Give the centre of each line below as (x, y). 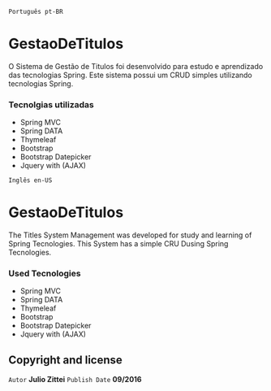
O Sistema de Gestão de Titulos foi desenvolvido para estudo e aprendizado (136, 66)
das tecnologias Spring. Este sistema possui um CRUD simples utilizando (131, 75)
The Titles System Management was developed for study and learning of (130, 235)
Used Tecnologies (45, 274)
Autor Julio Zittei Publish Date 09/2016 (75, 380)
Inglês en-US (30, 180)
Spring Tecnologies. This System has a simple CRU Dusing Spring (118, 244)
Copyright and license (66, 360)
